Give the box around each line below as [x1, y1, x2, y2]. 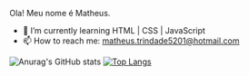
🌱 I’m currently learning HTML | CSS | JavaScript [22, 25, 206, 35]
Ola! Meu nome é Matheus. [9, 8, 111, 18]
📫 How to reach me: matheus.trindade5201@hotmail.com [22, 35, 240, 46]
